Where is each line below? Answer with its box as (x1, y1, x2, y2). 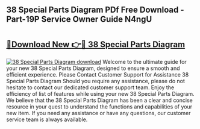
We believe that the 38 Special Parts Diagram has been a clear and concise (6, 96, 193, 104)
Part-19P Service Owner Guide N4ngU (6, 14, 152, 25)
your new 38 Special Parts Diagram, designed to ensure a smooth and (6, 64, 180, 72)
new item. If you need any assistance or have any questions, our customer (6, 110, 191, 116)
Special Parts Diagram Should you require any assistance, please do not (6, 78, 186, 84)
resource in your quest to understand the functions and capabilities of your (6, 103, 193, 110)
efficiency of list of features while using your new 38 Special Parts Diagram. (6, 90, 195, 97)
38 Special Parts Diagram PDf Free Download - (6, 5, 185, 15)
